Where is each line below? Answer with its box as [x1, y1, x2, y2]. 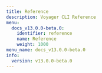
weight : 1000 [17, 42, 49, 48]
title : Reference [6, 8, 49, 15]
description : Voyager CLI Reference [6, 14, 96, 20]
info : [6, 52, 19, 58]
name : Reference [17, 36, 57, 42]
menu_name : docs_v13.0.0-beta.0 [6, 47, 85, 53]
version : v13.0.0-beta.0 [11, 58, 73, 64]
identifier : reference [17, 31, 73, 36]
